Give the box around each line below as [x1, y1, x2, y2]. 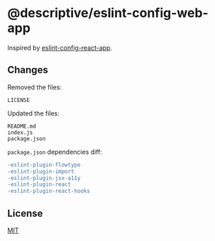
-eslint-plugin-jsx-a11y [7, 174, 81, 181]
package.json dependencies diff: [7, 147, 103, 156]
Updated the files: [7, 108, 60, 118]
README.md [7, 123, 37, 130]
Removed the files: [7, 83, 62, 91]
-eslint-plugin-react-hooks [7, 188, 91, 195]
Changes [7, 64, 48, 76]
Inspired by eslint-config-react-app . [7, 43, 112, 52]
